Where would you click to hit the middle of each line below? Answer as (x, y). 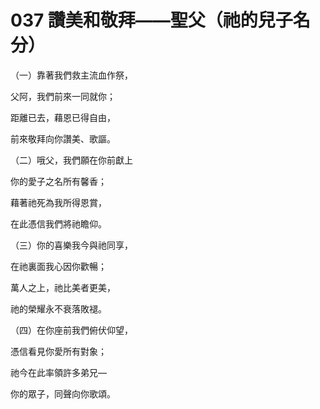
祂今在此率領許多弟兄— (58, 372)
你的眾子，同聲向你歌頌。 (63, 393)
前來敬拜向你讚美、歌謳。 (63, 138)
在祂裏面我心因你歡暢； (58, 266)
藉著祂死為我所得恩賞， (58, 202)
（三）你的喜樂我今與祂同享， (71, 245)
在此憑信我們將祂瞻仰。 (58, 223)
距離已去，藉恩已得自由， (63, 117)
